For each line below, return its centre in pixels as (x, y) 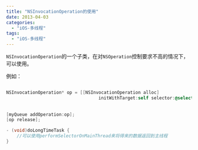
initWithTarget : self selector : (137, 98)
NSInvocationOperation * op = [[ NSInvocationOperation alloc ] (83, 92)
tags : (13, 34)
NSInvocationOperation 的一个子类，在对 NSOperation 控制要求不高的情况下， (98, 56)
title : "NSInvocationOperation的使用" (52, 11)
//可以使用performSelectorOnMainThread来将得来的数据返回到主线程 (92, 136)
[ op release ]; (24, 120)
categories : (21, 22)
